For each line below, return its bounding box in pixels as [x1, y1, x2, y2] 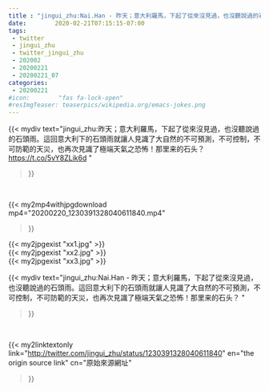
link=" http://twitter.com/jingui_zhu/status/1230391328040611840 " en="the [8, 349, 255, 358]
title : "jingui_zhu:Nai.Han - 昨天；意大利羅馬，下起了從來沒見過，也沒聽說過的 [8, 11, 259, 20]
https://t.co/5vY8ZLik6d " [8, 153, 92, 163]
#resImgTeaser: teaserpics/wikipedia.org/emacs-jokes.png [8, 101, 206, 109]
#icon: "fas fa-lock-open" [8, 94, 124, 102]
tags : [8, 26, 26, 34]
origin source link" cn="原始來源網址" [8, 358, 132, 368]
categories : [8, 79, 48, 87]
